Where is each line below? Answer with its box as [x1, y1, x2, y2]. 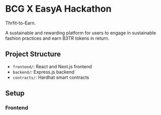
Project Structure [5, 50, 61, 59]
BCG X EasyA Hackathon [5, 3, 112, 15]
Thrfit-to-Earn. [5, 20, 36, 26]
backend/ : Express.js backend [12, 69, 75, 75]
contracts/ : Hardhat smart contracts [12, 74, 89, 80]
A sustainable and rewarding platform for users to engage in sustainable [5, 30, 156, 36]
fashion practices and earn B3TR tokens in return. [5, 35, 110, 41]
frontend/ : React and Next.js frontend [12, 63, 92, 69]
